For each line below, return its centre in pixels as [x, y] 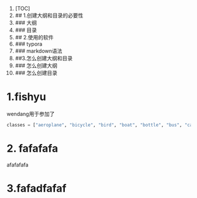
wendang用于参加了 [31, 114]
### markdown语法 [39, 51]
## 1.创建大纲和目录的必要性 [49, 15]
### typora [29, 44]
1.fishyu [26, 97]
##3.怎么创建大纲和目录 [44, 58]
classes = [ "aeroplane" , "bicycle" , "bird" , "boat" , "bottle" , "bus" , [94, 125]
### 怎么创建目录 [36, 73]
